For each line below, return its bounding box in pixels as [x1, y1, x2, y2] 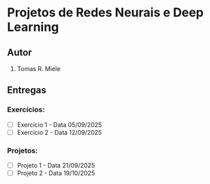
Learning [7, 19, 60, 35]
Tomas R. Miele [16, 65, 61, 73]
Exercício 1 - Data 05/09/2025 [16, 120, 103, 129]
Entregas [7, 84, 47, 96]
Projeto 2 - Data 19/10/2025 [16, 169, 95, 177]
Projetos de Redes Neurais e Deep [7, 5, 204, 21]
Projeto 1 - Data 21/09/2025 [16, 161, 95, 170]
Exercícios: [7, 105, 45, 114]
